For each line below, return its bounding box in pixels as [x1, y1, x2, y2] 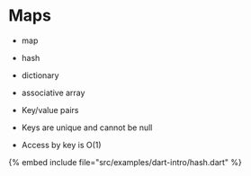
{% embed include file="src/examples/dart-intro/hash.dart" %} [8, 156, 242, 167]
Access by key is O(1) [21, 139, 102, 150]
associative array [21, 87, 85, 98]
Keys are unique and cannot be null [21, 122, 153, 133]
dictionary [21, 69, 59, 81]
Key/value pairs [21, 104, 79, 115]
